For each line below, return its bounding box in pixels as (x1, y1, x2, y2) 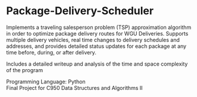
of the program (6, 66, 43, 73)
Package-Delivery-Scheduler (6, 4, 154, 18)
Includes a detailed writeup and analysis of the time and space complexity (6, 60, 188, 67)
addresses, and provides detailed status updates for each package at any (6, 43, 186, 50)
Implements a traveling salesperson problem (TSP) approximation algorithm (6, 24, 192, 31)
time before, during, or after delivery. (6, 48, 96, 56)
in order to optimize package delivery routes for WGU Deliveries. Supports (6, 30, 189, 37)
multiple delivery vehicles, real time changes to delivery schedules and (6, 36, 180, 43)
